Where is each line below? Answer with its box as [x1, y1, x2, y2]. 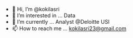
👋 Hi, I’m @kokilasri [11, 6, 60, 12]
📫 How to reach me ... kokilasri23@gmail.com [11, 25, 127, 32]
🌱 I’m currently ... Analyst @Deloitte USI [11, 18, 110, 25]
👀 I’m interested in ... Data [11, 12, 76, 19]
